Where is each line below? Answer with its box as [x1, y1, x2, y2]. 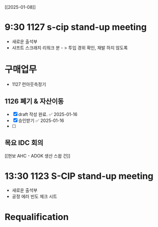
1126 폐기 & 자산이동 [4, 97, 64, 106]
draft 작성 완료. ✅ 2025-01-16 [18, 111, 78, 117]
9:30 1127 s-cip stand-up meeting [4, 22, 147, 33]
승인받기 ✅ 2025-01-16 [18, 117, 65, 123]
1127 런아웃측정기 [11, 81, 46, 87]
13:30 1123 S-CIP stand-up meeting [4, 170, 154, 181]
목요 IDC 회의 [4, 139, 43, 147]
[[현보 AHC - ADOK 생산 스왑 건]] [4, 153, 71, 159]
